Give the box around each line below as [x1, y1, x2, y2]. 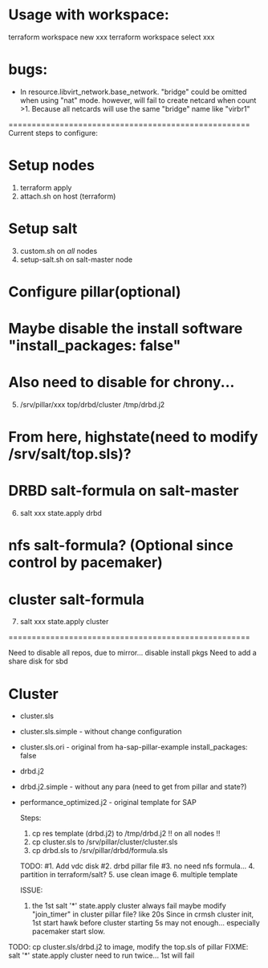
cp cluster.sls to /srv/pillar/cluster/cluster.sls [31, 837, 178, 847]
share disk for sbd [8, 656, 68, 666]
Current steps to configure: [8, 128, 98, 137]
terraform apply [19, 182, 72, 192]
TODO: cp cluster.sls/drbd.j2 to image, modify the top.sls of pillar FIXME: [8, 942, 249, 952]
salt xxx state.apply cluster [19, 617, 109, 627]
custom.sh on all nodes [19, 246, 98, 255]
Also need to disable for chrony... [8, 374, 235, 391]
